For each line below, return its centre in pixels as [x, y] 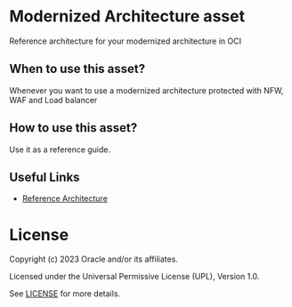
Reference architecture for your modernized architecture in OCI [126, 41]
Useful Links [45, 177]
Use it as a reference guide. [60, 149]
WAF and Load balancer [53, 100]
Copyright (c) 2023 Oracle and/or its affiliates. [93, 259]
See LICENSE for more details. [65, 294]
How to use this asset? [73, 128]
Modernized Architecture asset [127, 16]
